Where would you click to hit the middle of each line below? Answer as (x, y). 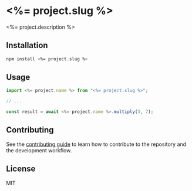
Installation (27, 45)
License (21, 169)
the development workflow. (39, 150)
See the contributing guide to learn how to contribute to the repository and (96, 144)
